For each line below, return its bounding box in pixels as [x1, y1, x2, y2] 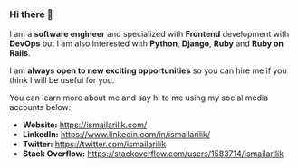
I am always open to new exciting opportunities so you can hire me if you [9, 65, 287, 76]
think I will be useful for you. [9, 75, 115, 86]
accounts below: [9, 102, 72, 113]
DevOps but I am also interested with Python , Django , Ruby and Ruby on [9, 38, 284, 49]
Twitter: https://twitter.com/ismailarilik [22, 139, 166, 150]
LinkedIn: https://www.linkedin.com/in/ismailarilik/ [22, 129, 211, 140]
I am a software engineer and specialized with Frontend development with [9, 29, 290, 40]
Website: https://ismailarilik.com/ [22, 119, 148, 130]
